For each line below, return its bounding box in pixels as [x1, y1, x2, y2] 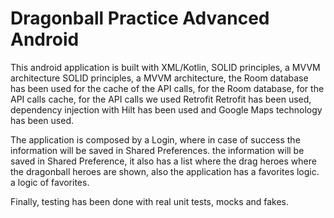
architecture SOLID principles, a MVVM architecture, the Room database [10, 72, 309, 84]
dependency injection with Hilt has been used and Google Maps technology [10, 103, 323, 116]
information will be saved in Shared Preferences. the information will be [10, 144, 305, 156]
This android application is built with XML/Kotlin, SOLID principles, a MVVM [10, 61, 321, 73]
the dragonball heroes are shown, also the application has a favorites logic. [10, 165, 320, 177]
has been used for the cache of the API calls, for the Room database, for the [10, 82, 325, 94]
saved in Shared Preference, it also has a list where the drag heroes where [10, 155, 317, 167]
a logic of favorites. [10, 176, 90, 188]
